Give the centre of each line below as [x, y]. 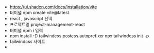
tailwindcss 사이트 [27, 42]
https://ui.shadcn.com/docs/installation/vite [53, 7]
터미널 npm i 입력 [26, 30]
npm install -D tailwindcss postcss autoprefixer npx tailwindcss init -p [79, 36]
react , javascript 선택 [31, 18]
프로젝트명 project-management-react [47, 24]
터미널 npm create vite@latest [39, 12]
